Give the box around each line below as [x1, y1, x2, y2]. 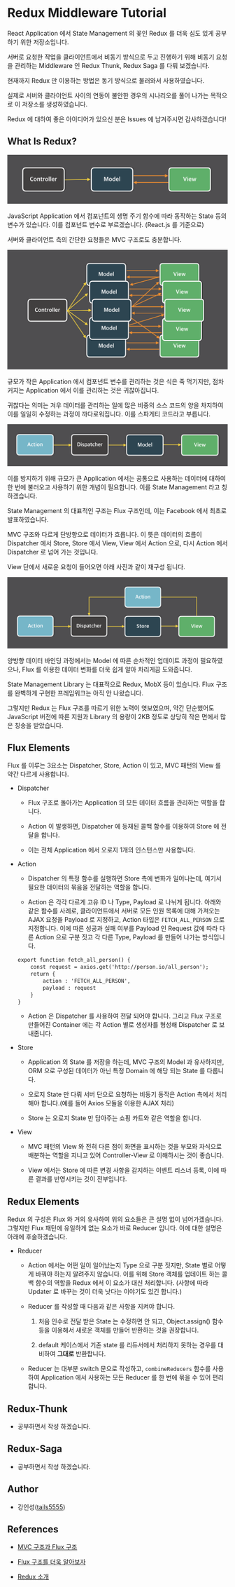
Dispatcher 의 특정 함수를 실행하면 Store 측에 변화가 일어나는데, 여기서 [27, 874, 222, 883]
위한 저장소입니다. [20, 37, 69, 46]
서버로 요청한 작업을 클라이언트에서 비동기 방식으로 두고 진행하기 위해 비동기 [7, 53, 215, 61]
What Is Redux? [7, 135, 77, 148]
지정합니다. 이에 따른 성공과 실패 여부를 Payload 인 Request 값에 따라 [27, 924, 218, 933]
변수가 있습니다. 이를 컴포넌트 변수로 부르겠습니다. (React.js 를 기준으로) [7, 221, 204, 229]
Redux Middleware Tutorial [7, 5, 166, 21]
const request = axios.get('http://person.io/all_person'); [30, 964, 209, 971]
